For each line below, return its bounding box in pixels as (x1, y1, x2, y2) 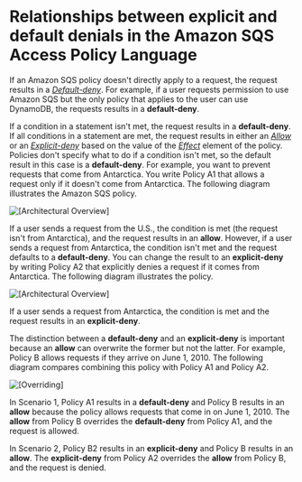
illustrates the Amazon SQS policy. (9, 188, 137, 199)
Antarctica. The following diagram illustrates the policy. (9, 271, 214, 282)
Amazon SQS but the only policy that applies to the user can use (9, 93, 249, 105)
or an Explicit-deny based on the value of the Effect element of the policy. (9, 140, 283, 151)
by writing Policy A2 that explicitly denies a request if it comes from (9, 261, 260, 272)
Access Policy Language (9, 45, 197, 65)
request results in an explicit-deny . (9, 315, 142, 326)
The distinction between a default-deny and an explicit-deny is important (9, 332, 286, 344)
